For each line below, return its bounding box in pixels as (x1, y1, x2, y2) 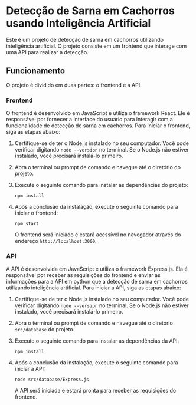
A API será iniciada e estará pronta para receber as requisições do (14, 387, 177, 394)
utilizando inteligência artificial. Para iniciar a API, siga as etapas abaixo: (6, 284, 181, 291)
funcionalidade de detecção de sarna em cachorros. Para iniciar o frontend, (6, 122, 191, 129)
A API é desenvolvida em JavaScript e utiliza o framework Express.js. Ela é (6, 265, 188, 272)
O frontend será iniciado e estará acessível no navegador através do (14, 231, 181, 238)
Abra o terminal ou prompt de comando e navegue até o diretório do (14, 164, 181, 171)
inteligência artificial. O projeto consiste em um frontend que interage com (6, 42, 187, 50)
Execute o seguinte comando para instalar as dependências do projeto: (14, 182, 188, 189)
